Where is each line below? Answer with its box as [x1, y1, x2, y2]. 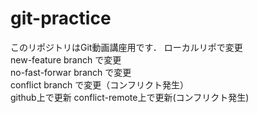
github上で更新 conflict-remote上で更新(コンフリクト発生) [10, 91, 250, 103]
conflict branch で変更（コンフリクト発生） [10, 78, 189, 91]
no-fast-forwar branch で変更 [10, 66, 132, 78]
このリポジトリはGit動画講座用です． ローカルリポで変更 [10, 41, 243, 53]
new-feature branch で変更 [10, 53, 122, 66]
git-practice [10, 7, 112, 30]
